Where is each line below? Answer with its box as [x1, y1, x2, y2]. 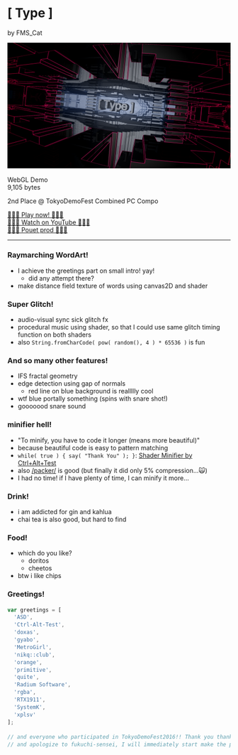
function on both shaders [17, 330, 92, 339]
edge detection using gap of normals [17, 379, 126, 388]
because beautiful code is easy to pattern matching [17, 443, 169, 452]
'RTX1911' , [13, 696, 46, 704]
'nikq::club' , [13, 651, 55, 658]
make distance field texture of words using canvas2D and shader [17, 281, 208, 290]
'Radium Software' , [13, 681, 72, 688]
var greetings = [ [7, 606, 62, 614]
